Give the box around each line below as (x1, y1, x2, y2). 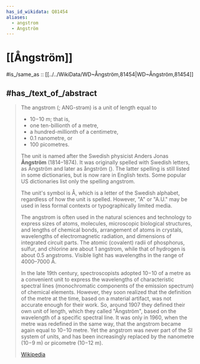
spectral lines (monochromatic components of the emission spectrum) (20, 282, 194, 289)
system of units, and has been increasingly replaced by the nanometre (20, 333, 195, 340)
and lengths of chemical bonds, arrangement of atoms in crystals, (20, 226, 183, 233)
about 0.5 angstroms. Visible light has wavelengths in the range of (20, 252, 184, 258)
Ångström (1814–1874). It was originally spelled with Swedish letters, (20, 159, 190, 166)
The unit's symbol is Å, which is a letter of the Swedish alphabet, (20, 189, 180, 196)
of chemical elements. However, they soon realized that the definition (20, 289, 192, 295)
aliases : (6, 14, 28, 20)
